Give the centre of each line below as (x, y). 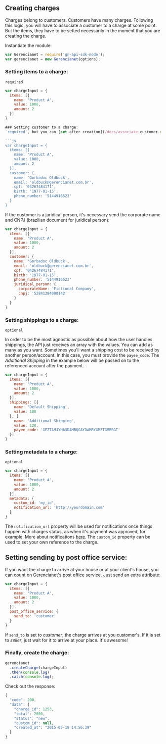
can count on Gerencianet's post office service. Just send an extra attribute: (83, 575)
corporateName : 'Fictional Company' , (57, 289)
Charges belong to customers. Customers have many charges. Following (79, 20)
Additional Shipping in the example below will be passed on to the (72, 360)
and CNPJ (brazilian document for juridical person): (57, 220)
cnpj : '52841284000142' (43, 294)
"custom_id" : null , (34, 723)
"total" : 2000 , (30, 714)
